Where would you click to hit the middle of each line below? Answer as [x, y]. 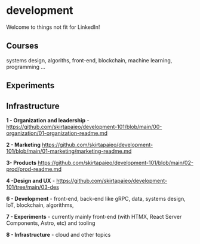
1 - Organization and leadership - [48, 120]
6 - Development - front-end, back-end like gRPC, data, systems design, [96, 198]
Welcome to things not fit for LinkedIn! [53, 27]
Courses [22, 46]
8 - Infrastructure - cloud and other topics [59, 234]
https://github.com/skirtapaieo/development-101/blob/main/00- [84, 126]
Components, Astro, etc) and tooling [51, 223]
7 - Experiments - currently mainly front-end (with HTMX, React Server [94, 216]
